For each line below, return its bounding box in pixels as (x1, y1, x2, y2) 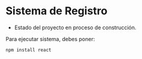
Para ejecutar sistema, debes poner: (5, 35, 95, 42)
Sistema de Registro (5, 4, 108, 18)
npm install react (5, 46, 52, 53)
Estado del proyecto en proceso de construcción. (14, 24, 137, 31)
